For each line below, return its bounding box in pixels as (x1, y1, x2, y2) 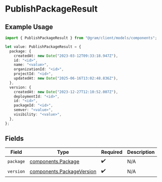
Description (127, 149, 155, 156)
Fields (5, 134, 24, 143)
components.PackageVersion (30, 168, 97, 175)
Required (101, 149, 123, 156)
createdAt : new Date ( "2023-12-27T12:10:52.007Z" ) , (14, 89, 118, 94)
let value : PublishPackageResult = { (5, 44, 81, 49)
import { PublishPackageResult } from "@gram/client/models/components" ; (5, 35, 158, 40)
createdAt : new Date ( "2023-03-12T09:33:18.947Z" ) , (14, 53, 118, 58)
